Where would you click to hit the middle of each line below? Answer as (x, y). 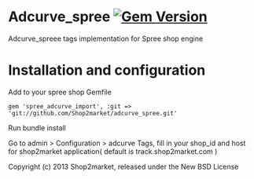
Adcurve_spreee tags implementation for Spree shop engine (106, 38)
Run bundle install (37, 128)
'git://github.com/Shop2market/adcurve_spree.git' (93, 113)
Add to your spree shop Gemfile (60, 92)
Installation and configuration (107, 70)
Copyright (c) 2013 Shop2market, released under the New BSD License (123, 166)
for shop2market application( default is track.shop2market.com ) (113, 151)
